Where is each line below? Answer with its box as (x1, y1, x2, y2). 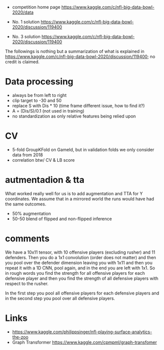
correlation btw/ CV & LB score (12, 157, 75, 163)
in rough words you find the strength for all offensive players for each (5, 270, 145, 276)
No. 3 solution (12, 34, 41, 39)
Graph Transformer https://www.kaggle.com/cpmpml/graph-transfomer (12, 339, 157, 345)
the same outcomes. (5, 201, 47, 207)
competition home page (12, 4, 61, 10)
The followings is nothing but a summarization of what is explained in (5, 49, 144, 54)
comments (5, 233, 50, 244)
